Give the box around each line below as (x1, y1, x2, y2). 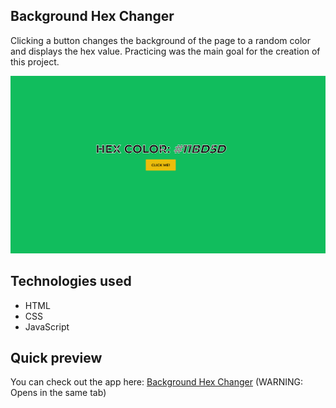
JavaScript (24, 320, 70, 333)
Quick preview (10, 350, 103, 366)
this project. (10, 55, 60, 68)
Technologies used (10, 273, 132, 290)
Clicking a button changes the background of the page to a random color (10, 34, 311, 46)
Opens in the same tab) (10, 387, 107, 399)
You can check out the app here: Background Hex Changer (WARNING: (10, 376, 304, 388)
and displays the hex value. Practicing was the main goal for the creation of (10, 45, 321, 57)
